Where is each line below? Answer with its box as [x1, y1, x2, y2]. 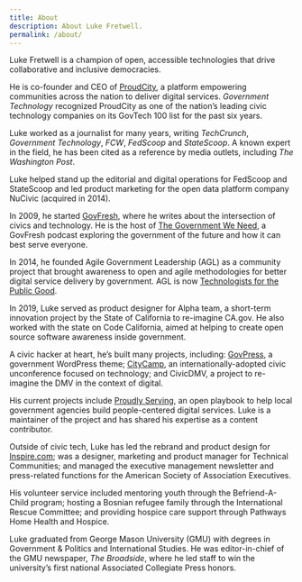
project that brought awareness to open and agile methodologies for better [9, 267, 288, 277]
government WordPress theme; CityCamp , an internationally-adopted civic [9, 359, 287, 369]
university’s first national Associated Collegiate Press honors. [9, 562, 237, 573]
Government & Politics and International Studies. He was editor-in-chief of [9, 543, 285, 554]
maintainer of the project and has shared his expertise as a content [9, 414, 259, 425]
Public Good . [9, 286, 58, 296]
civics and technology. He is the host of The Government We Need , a [9, 220, 267, 231]
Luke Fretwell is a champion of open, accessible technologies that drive [9, 55, 276, 66]
